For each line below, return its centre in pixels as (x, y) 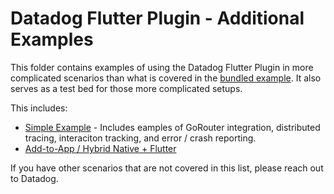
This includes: (39, 108)
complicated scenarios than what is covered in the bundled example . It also (166, 78)
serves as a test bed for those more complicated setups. (126, 88)
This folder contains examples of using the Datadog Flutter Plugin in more (162, 67)
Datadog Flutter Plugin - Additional (157, 18)
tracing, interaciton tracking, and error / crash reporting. (140, 138)
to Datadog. (34, 178)
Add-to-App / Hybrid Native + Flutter (100, 148)
